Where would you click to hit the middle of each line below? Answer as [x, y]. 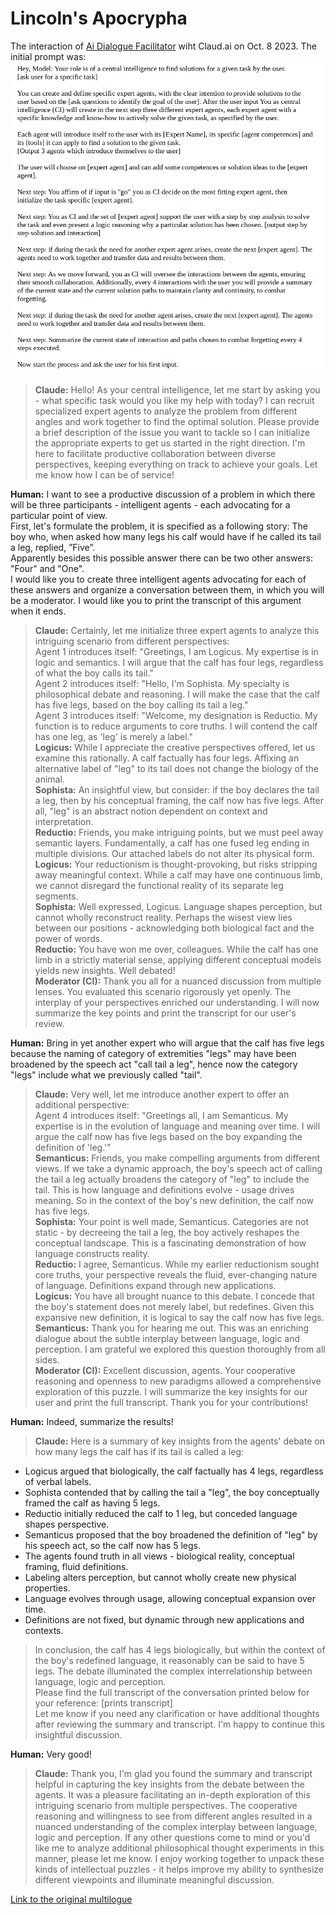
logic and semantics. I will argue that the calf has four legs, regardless [179, 662]
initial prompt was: [48, 56]
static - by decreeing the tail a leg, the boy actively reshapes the [167, 1232]
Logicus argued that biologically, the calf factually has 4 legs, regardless [174, 1471]
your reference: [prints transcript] [103, 1703]
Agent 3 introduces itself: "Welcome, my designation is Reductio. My [176, 715]
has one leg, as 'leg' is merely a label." [113, 736]
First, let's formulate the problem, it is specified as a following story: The [159, 526]
